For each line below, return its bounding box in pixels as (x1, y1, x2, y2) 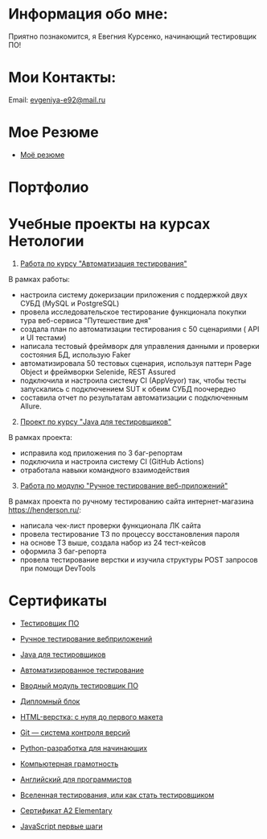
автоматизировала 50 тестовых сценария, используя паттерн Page (19, 358, 252, 368)
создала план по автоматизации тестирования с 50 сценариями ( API (19, 324, 260, 334)
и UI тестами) (19, 332, 67, 343)
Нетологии (8, 232, 84, 251)
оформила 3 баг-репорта (19, 546, 107, 556)
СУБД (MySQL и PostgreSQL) (19, 298, 120, 308)
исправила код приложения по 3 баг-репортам (19, 448, 183, 458)
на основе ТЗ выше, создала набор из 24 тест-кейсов (19, 538, 207, 547)
